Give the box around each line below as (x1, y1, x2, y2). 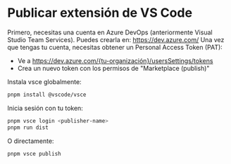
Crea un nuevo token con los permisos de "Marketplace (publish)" (17, 64, 210, 72)
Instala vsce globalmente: (7, 77, 82, 86)
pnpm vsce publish (7, 150, 61, 157)
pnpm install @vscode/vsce (7, 91, 87, 98)
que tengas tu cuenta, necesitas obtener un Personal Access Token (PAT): (7, 43, 223, 51)
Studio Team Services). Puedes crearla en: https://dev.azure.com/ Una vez (7, 35, 225, 43)
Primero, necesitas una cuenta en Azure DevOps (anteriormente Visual (7, 28, 213, 36)
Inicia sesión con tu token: (7, 104, 83, 112)
